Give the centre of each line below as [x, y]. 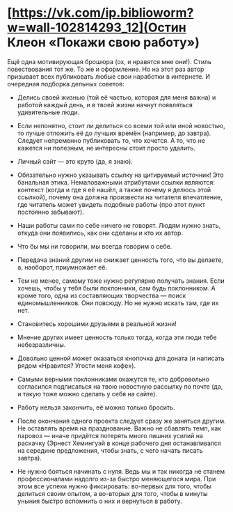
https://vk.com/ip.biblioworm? [103, 13]
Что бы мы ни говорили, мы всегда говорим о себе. [95, 246]
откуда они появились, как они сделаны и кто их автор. [100, 233]
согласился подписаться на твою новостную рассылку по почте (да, [120, 386]
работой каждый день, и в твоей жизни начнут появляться [105, 104]
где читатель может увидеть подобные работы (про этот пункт [111, 204]
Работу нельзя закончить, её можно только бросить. [96, 407]
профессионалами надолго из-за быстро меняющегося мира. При [116, 479]
